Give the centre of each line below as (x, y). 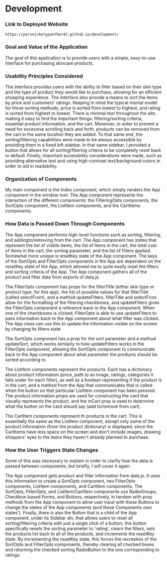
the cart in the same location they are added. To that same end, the (74, 134)
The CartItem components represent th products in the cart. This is (74, 416)
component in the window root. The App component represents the (74, 195)
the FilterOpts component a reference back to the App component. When (80, 308)
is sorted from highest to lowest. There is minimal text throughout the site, (81, 113)
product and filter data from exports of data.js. (53, 277)
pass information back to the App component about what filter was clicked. (82, 318)
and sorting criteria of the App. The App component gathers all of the (76, 272)
